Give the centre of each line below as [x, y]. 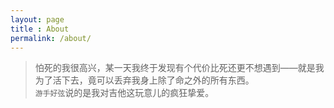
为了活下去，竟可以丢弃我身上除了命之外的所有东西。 [144, 80]
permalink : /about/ [51, 38]
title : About [40, 29]
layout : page [37, 19]
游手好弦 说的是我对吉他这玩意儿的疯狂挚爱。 [124, 93]
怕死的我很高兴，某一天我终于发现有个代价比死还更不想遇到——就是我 [179, 68]
